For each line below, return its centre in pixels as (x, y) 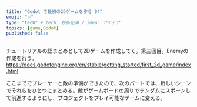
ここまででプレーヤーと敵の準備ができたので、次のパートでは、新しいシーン (98, 83)
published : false (27, 34)
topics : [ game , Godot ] (33, 28)
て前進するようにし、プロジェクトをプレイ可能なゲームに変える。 (86, 98)
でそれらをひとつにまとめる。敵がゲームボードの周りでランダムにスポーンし (98, 91)
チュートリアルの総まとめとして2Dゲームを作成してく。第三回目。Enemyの (97, 51)
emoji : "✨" (20, 17)
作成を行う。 (21, 58)
